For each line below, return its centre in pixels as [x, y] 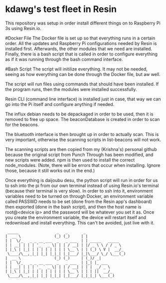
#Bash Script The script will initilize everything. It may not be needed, [77, 69]
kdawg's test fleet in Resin [61, 9]
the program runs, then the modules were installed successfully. [71, 89]
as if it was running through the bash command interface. [64, 59]
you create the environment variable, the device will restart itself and [76, 217]
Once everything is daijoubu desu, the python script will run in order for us [82, 180]
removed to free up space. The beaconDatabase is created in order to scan [83, 119]
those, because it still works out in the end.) [50, 170]
